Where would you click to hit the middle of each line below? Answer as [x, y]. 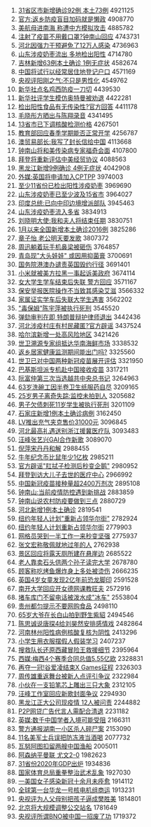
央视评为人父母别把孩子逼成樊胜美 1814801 [80, 799]
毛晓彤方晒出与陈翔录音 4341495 [65, 115]
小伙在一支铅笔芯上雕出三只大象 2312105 [77, 685]
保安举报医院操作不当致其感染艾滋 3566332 [81, 291]
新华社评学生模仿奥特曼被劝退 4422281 [74, 98]
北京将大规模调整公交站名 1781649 [67, 807]
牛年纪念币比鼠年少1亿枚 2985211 [66, 457]
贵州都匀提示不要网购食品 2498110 [68, 606]
